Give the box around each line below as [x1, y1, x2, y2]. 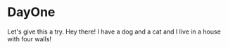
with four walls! [7, 34, 51, 43]
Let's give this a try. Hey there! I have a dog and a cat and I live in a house [7, 27, 222, 36]
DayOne [7, 4, 56, 20]
